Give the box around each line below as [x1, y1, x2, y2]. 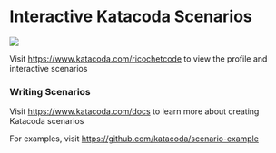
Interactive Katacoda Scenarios [9, 6, 252, 27]
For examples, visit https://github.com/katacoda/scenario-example [9, 133, 259, 144]
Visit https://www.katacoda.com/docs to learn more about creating [9, 106, 260, 117]
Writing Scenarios [9, 85, 91, 98]
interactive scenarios [9, 62, 88, 73]
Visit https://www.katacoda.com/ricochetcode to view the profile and [9, 53, 268, 64]
